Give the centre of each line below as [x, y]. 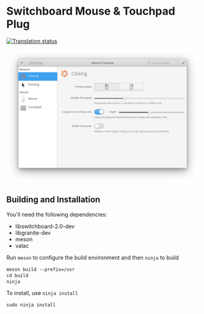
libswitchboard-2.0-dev [45, 226]
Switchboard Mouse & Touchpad [91, 11]
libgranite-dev [33, 232]
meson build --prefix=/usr [41, 269]
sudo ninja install [31, 305]
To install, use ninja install [42, 293]
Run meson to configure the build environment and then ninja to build [93, 257]
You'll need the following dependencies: [57, 214]
